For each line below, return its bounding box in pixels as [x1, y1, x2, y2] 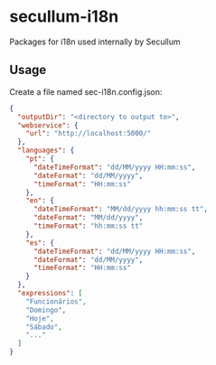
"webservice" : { [17, 120, 79, 130]
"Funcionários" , [25, 296, 88, 306]
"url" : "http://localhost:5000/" [25, 129, 152, 138]
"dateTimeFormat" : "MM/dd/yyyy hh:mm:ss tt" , [33, 205, 208, 214]
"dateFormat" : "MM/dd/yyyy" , [33, 213, 144, 222]
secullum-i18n [9, 6, 119, 27]
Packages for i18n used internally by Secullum [9, 36, 181, 47]
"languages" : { [17, 146, 75, 155]
